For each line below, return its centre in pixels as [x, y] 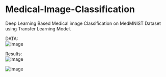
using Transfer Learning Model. [38, 28]
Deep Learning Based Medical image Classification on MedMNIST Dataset [83, 23]
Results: [14, 54]
